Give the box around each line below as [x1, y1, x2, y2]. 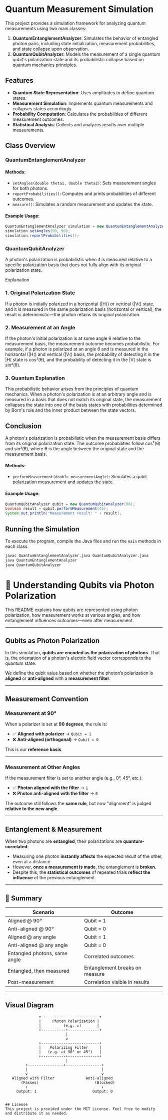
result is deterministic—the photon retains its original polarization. [5, 311, 141, 317]
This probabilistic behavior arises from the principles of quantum [5, 386, 138, 392]
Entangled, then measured [7, 967, 70, 974]
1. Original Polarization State [5, 289, 75, 296]
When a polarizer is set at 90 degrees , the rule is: [5, 721, 107, 727]
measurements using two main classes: [5, 25, 86, 31]
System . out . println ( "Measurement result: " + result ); [5, 511, 122, 516]
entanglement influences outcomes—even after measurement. [5, 617, 134, 623]
